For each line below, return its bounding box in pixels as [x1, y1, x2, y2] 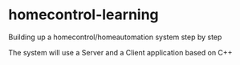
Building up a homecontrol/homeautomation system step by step [8, 32, 222, 42]
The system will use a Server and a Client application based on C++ [8, 47, 233, 57]
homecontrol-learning [8, 6, 159, 24]
